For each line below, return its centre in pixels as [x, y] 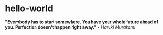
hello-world [29, 9]
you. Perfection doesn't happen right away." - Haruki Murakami [70, 27]
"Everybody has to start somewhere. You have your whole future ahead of [82, 22]
